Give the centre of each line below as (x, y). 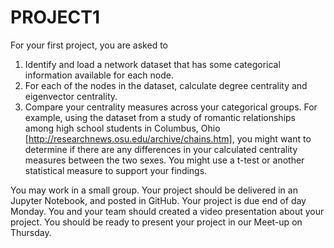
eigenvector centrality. (71, 96)
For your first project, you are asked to (89, 45)
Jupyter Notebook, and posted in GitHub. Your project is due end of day (158, 200)
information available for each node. (99, 75)
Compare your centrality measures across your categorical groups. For (171, 107)
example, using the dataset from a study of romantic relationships (160, 117)
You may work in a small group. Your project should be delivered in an (154, 190)
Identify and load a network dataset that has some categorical (152, 64)
